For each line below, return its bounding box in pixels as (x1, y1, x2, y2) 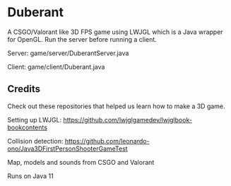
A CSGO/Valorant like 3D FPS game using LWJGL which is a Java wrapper (7, 28, 224, 36)
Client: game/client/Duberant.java (7, 62, 105, 71)
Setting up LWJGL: (7, 115, 62, 124)
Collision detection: (7, 136, 64, 145)
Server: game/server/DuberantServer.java (7, 49, 129, 57)
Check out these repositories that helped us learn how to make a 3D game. (7, 102, 225, 110)
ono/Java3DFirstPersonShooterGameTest (7, 144, 129, 153)
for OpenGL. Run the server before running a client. (7, 35, 157, 43)
